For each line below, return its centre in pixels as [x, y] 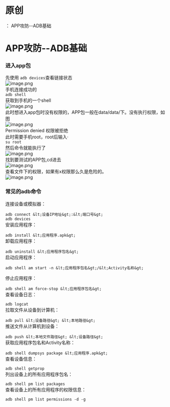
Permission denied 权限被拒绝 [37, 131]
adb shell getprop [25, 369]
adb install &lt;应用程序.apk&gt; [40, 235]
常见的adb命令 [23, 192]
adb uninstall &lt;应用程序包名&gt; [42, 252]
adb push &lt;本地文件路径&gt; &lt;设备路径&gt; [54, 337]
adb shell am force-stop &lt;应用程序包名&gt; [54, 289]
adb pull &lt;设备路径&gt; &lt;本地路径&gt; [50, 320]
